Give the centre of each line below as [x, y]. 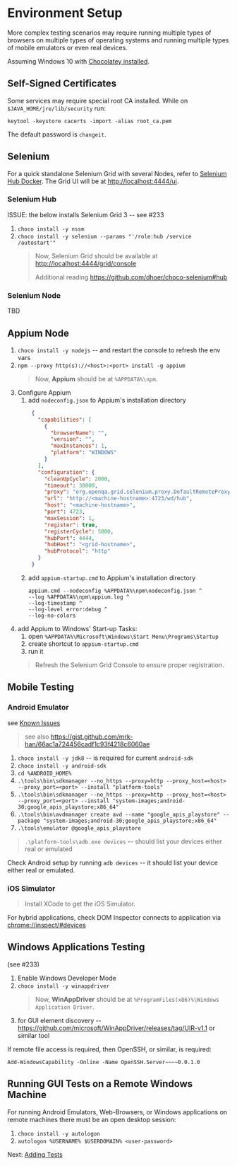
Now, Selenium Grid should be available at [96, 255]
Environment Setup [65, 13]
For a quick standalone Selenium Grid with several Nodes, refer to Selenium [117, 173]
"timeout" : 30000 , [71, 485]
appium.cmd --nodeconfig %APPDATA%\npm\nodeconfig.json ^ [115, 591]
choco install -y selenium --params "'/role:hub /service [104, 236]
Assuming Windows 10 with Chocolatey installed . [79, 61]
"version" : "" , [73, 439]
